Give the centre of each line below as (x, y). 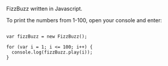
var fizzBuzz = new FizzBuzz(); (47, 37)
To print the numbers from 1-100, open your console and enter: (84, 20)
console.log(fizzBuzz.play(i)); (52, 52)
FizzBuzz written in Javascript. (44, 9)
